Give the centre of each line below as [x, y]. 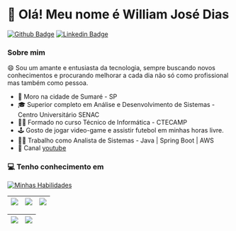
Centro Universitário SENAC [58, 115]
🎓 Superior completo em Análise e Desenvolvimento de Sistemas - [116, 105]
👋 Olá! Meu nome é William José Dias [118, 15]
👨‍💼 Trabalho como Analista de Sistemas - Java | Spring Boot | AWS [116, 140]
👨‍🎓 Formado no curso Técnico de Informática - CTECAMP [102, 123]
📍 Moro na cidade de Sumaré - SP [67, 97]
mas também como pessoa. [48, 83]
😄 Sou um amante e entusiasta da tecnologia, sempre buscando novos [112, 68]
